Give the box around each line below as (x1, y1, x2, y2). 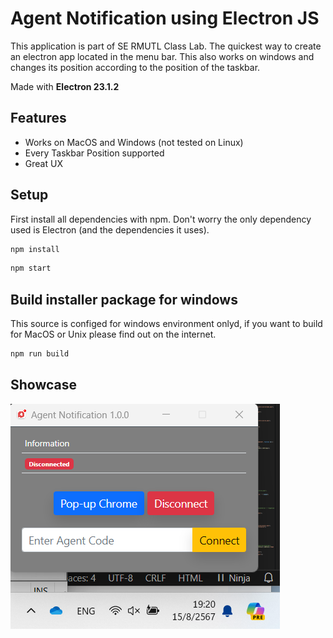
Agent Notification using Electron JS (10, 7, 320, 30)
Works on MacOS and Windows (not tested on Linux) (24, 136, 244, 148)
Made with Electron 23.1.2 (10, 80, 120, 92)
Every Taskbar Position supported (24, 147, 165, 159)
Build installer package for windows (10, 291, 238, 308)
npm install (10, 244, 60, 254)
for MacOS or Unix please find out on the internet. (10, 328, 217, 341)
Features (10, 110, 67, 127)
